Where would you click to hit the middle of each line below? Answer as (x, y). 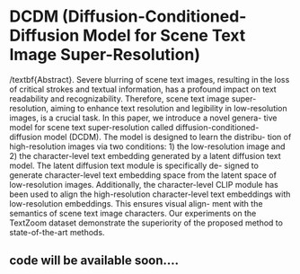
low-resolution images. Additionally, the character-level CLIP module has (144, 184)
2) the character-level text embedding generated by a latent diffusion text (145, 155)
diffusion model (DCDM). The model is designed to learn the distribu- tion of (150, 137)
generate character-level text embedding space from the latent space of (143, 175)
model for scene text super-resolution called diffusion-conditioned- (134, 127)
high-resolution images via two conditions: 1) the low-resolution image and (147, 146)
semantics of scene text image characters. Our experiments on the (133, 213)
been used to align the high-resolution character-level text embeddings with (150, 194)
